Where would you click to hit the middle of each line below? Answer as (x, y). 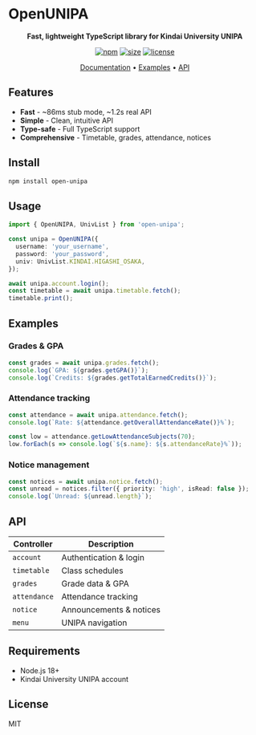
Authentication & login (103, 557)
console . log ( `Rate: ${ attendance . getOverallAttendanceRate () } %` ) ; (122, 422)
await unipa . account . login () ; (59, 283)
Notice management (49, 465)
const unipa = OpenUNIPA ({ (53, 239)
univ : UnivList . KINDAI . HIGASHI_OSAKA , (81, 262)
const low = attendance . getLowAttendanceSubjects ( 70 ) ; (102, 437)
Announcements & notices (111, 609)
